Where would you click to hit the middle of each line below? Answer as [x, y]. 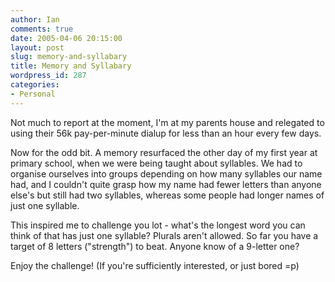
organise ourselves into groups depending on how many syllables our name [166, 173]
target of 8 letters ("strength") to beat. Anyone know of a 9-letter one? [155, 246]
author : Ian [35, 19]
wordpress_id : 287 [48, 76]
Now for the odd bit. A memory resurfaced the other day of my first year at [164, 152]
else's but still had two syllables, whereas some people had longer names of [167, 195]
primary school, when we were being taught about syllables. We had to [156, 163]
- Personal [33, 94]
